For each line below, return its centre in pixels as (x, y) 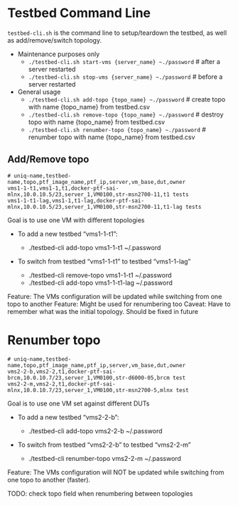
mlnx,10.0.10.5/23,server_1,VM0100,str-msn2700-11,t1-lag (95, 207)
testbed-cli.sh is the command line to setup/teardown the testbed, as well (117, 33)
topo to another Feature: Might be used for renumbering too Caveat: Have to (119, 304)
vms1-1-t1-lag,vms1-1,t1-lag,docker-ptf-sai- (76, 200)
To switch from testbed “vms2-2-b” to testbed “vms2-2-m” (104, 445)
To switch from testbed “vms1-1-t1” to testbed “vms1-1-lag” (104, 261)
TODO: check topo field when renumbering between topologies (100, 493)
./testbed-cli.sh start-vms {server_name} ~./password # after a (124, 61)
